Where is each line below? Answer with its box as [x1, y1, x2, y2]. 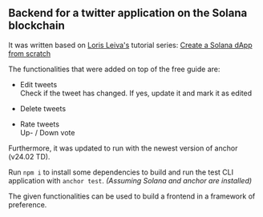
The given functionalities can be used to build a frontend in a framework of [8, 191, 256, 201]
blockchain [8, 19, 66, 33]
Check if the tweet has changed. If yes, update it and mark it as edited [19, 88, 253, 98]
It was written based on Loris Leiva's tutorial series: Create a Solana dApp [8, 40, 253, 50]
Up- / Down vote [19, 127, 75, 137]
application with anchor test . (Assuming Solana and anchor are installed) [8, 175, 253, 185]
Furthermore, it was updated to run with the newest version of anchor [8, 143, 238, 153]
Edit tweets [19, 79, 58, 89]
